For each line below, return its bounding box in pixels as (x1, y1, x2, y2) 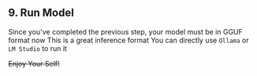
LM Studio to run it (8, 43, 67, 53)
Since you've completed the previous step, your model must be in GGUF (8, 27, 243, 36)
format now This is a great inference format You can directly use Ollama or (8, 35, 249, 45)
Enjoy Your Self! (8, 59, 61, 68)
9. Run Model (8, 6, 75, 20)
